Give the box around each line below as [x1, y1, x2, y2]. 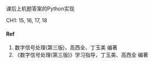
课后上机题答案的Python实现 [6, 5, 75, 12]
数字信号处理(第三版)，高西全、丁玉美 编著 [14, 44, 118, 51]
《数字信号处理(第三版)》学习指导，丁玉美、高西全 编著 [14, 52, 148, 59]
